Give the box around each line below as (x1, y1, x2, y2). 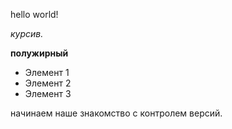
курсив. (10, 28, 44, 39)
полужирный (10, 47, 69, 59)
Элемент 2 (24, 77, 72, 89)
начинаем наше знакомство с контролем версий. (10, 107, 223, 119)
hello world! (10, 9, 59, 20)
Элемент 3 (24, 88, 72, 99)
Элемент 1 (24, 67, 70, 78)
